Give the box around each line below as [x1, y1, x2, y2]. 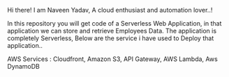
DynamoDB [7, 62, 40, 70]
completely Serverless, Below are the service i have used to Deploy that [7, 34, 214, 42]
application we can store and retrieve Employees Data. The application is [7, 27, 217, 35]
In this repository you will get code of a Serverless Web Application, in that [7, 19, 222, 27]
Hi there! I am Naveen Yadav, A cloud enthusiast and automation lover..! [7, 6, 213, 14]
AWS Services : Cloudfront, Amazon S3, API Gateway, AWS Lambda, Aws [7, 55, 218, 63]
